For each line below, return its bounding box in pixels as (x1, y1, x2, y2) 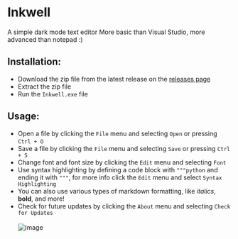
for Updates (17, 209, 53, 216)
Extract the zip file (17, 82, 72, 91)
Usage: (7, 111, 40, 123)
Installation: (7, 56, 62, 68)
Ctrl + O (17, 138, 44, 145)
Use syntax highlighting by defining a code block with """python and (17, 165, 218, 174)
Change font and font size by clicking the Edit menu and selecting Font (17, 157, 227, 167)
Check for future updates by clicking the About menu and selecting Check (17, 201, 231, 210)
